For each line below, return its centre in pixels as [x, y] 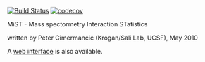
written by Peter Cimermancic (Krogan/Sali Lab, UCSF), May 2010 [103, 38]
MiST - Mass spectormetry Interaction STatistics [77, 24]
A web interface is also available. [55, 51]
